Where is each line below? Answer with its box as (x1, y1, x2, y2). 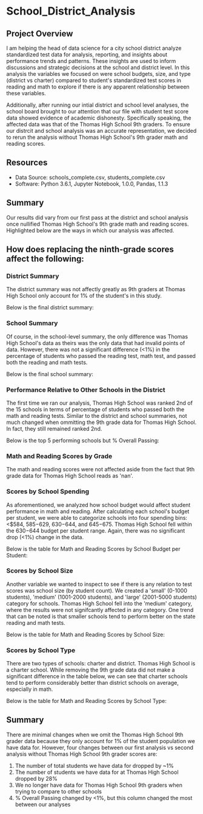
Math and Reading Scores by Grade (6, 452, 113, 460)
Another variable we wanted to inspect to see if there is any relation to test (6, 580, 192, 588)
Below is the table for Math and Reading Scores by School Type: (6, 698, 167, 705)
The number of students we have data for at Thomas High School (15, 769, 179, 776)
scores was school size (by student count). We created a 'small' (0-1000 (6, 587, 188, 594)
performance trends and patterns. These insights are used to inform (6, 58, 176, 64)
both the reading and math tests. (6, 358, 88, 366)
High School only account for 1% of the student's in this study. (6, 292, 162, 300)
